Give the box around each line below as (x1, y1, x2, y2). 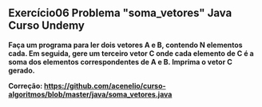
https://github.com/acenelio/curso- (43, 81, 166, 90)
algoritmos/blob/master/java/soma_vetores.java (8, 89, 173, 99)
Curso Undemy (8, 19, 85, 33)
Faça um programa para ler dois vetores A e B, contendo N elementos (8, 40, 243, 50)
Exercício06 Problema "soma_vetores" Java (8, 6, 232, 20)
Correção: (8, 81, 43, 90)
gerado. (8, 65, 35, 75)
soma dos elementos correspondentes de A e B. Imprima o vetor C (8, 57, 233, 66)
